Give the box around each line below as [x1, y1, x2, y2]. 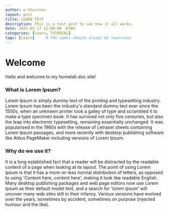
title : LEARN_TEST [5, 17, 44, 22]
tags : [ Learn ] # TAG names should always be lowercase [5, 36, 132, 41]
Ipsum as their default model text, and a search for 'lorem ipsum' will [5, 185, 147, 191]
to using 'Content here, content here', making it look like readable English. [5, 175, 158, 181]
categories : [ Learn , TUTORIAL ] [5, 31, 71, 36]
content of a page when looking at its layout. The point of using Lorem [5, 164, 151, 170]
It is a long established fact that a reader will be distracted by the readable [5, 159, 159, 165]
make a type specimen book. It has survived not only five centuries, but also [5, 114, 163, 120]
